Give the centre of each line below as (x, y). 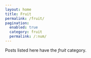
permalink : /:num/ (28, 37)
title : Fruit (18, 14)
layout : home (18, 9)
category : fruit (26, 32)
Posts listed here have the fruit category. (46, 50)
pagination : (17, 23)
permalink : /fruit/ (25, 18)
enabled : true (24, 28)
